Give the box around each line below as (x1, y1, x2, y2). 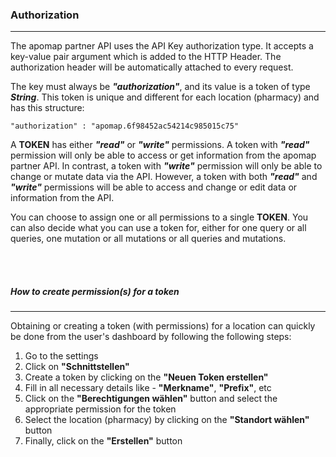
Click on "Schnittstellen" (24, 361, 130, 373)
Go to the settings (24, 350, 99, 362)
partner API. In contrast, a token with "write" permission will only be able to (10, 160, 323, 172)
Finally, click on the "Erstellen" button (24, 435, 183, 447)
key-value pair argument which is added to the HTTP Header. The (10, 51, 282, 63)
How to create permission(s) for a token (10, 285, 180, 297)
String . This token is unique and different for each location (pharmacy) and (10, 91, 320, 103)
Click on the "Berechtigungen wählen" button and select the (24, 393, 278, 405)
